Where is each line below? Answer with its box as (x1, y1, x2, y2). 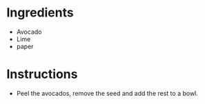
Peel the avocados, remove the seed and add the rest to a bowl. (16, 89, 198, 97)
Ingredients (6, 5, 74, 21)
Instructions (6, 67, 78, 82)
